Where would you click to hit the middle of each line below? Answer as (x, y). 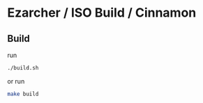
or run (16, 81)
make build (23, 94)
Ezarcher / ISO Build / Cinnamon (102, 13)
